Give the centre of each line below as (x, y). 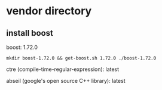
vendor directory (49, 11)
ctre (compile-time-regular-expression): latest (63, 69)
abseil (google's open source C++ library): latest (66, 81)
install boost (30, 33)
